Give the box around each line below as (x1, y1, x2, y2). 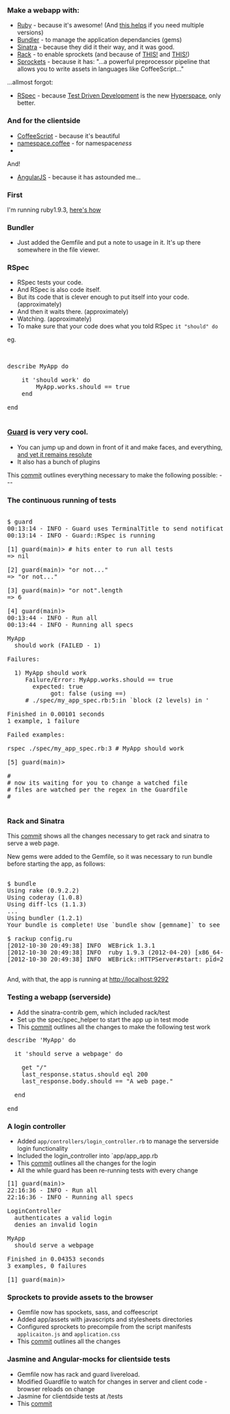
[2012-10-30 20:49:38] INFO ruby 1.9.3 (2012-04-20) (7, 949, 192, 956)
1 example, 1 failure (7, 717, 80, 725)
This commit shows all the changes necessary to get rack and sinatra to (7, 832, 210, 840)
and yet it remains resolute (16, 450, 92, 458)
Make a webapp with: (7, 5, 80, 15)
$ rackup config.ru (7, 935, 73, 943)
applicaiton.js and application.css (16, 1330, 121, 1338)
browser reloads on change (16, 1384, 95, 1393)
